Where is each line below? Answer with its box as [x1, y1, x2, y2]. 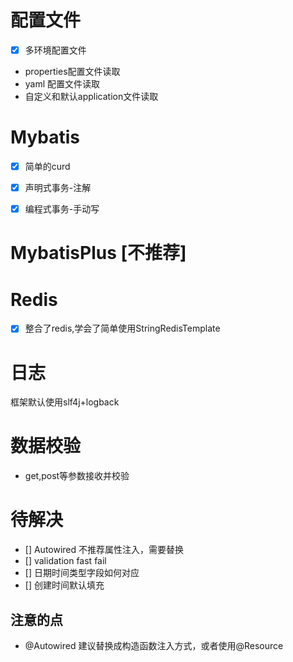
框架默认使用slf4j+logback [10, 396, 120, 408]
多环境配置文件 [24, 44, 87, 56]
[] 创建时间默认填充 [24, 579, 105, 591]
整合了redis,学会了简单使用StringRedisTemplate [24, 322, 221, 335]
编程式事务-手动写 [24, 203, 100, 215]
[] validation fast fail [24, 555, 107, 567]
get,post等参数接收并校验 [24, 470, 130, 482]
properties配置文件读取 [24, 66, 121, 77]
